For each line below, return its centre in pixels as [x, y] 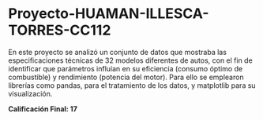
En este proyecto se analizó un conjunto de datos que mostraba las [118, 52]
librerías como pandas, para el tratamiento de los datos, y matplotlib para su [132, 85]
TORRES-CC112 [60, 30]
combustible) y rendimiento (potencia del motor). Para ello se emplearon [126, 77]
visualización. [30, 93]
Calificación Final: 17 [43, 109]
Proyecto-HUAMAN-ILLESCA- [109, 14]
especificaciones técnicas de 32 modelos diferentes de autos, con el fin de [130, 60]
